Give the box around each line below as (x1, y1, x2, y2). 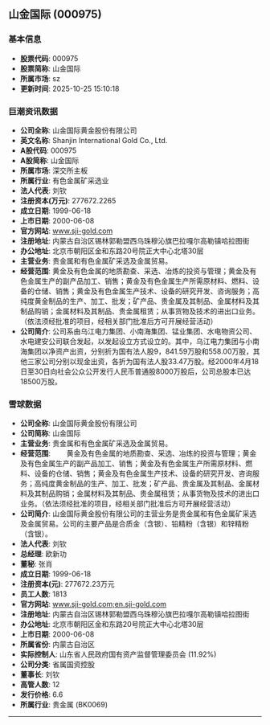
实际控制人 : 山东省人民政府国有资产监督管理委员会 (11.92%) (19, 649, 217, 659)
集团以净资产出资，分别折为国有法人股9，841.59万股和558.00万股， (27, 346, 253, 356)
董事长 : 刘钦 (19, 670, 60, 679)
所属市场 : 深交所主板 (19, 166, 88, 175)
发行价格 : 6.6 (19, 690, 63, 699)
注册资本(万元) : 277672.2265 (19, 195, 117, 205)
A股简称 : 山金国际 (19, 155, 80, 165)
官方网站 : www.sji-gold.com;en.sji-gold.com (19, 600, 167, 609)
